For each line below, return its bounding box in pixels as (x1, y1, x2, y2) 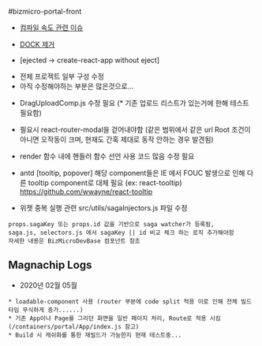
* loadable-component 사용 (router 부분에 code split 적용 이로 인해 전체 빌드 (8, 297, 253, 306)
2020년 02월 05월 (19, 280, 77, 290)
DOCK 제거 (19, 39, 55, 49)
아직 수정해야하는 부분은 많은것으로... (19, 82, 134, 91)
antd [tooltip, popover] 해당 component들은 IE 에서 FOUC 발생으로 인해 (19, 169, 245, 177)
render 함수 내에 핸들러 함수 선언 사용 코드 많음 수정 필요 (19, 151, 195, 161)
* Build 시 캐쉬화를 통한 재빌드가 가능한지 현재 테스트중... (8, 331, 182, 339)
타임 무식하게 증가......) (8, 306, 84, 314)
